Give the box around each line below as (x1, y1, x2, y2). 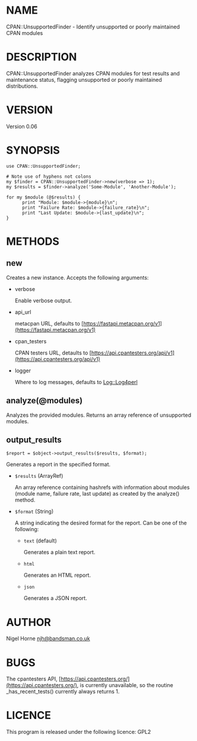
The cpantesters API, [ (6, 675, 61, 682)
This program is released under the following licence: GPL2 (6, 729, 151, 736)
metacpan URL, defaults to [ (14, 320, 84, 327)
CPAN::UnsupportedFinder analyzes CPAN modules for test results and (6, 69, 180, 77)
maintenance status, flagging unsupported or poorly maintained (6, 76, 162, 83)
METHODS (6, 235, 59, 248)
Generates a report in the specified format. (6, 461, 111, 468)
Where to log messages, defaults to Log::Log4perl (14, 378, 138, 385)
